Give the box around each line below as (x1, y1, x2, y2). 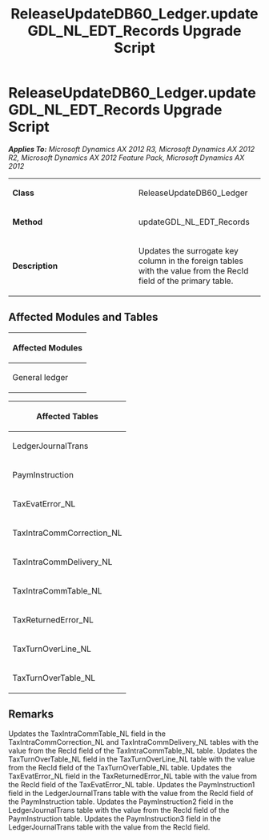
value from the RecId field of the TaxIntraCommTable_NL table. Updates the (8, 746, 258, 755)
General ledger (12, 371, 69, 382)
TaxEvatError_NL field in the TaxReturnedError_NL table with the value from (8, 771, 258, 781)
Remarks (8, 707, 54, 721)
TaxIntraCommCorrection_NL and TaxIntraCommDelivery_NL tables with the (8, 737, 259, 746)
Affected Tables (35, 410, 98, 422)
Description (12, 260, 58, 271)
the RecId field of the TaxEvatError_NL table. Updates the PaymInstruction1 (8, 779, 255, 789)
